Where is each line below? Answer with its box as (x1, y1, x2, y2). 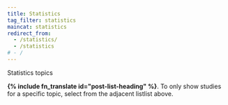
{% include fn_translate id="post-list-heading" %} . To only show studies (7, 82, 222, 90)
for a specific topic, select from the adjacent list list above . (7, 89, 174, 98)
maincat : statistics (7, 23, 68, 30)
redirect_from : (7, 29, 52, 37)
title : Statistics (7, 10, 61, 17)
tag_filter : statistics (7, 17, 77, 24)
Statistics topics (7, 68, 54, 77)
